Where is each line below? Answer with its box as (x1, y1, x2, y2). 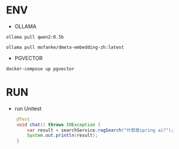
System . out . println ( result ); (27, 133, 98, 138)
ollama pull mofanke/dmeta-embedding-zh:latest (6, 44, 125, 50)
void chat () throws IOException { (16, 122, 101, 127)
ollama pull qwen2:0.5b (6, 34, 64, 40)
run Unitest (14, 105, 42, 112)
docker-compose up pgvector (6, 65, 75, 72)
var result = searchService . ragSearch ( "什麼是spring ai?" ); (27, 127, 174, 133)
